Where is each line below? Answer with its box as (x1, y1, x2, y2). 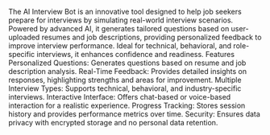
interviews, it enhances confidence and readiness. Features (36, 50, 235, 59)
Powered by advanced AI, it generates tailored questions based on (8, 24, 230, 33)
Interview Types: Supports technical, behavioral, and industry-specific (8, 84, 242, 93)
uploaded (8, 32, 40, 42)
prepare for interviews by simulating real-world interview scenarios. (8, 15, 234, 25)
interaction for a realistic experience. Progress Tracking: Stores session (8, 100, 246, 110)
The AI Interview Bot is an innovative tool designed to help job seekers (8, 7, 242, 16)
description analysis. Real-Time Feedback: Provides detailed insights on (8, 67, 247, 76)
